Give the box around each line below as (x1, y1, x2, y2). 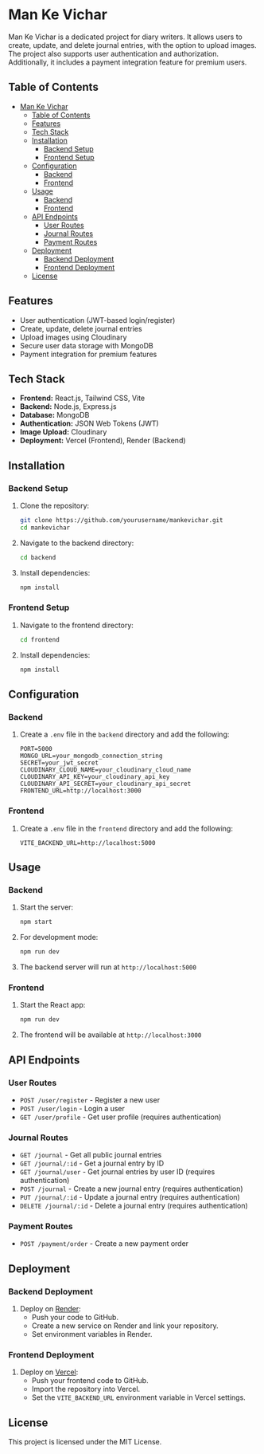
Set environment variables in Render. (31, 1330, 153, 1339)
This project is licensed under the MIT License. (8, 1437, 162, 1447)
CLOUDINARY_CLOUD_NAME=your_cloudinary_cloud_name (19, 766, 192, 774)
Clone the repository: (19, 501, 90, 511)
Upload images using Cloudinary (19, 332, 127, 342)
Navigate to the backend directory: (19, 538, 134, 548)
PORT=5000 (19, 745, 53, 753)
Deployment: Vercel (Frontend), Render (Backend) (19, 436, 186, 446)
